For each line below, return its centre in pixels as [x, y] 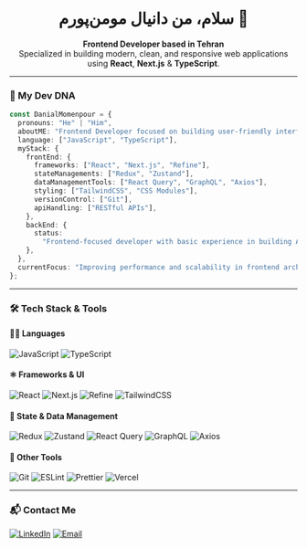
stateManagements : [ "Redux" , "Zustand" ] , [114, 174]
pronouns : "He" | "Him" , [65, 123]
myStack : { [38, 148]
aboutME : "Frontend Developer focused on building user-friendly [145, 132]
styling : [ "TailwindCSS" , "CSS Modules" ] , [116, 191]
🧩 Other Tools [36, 457]
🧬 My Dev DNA [42, 95]
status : [48, 233]
